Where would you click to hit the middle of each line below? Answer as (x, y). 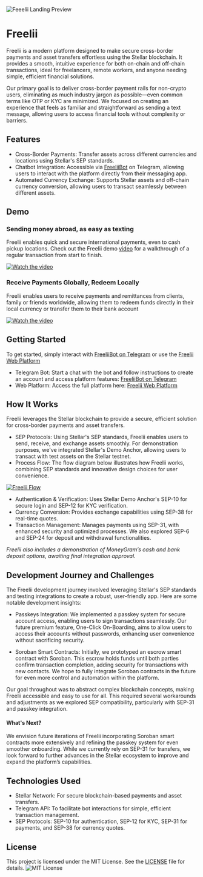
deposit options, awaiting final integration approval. (71, 556)
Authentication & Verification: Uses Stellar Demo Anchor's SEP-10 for (101, 499)
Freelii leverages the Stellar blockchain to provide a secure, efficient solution (101, 419)
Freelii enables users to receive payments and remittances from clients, (95, 296)
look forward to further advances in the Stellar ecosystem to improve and (98, 756)
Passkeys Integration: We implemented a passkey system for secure (100, 614)
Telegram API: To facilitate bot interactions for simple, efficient (93, 808)
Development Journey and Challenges (80, 575)
